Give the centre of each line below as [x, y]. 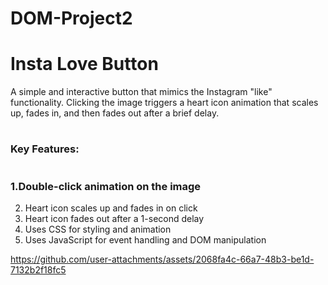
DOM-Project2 [71, 18]
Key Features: [45, 149]
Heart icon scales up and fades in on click [111, 208]
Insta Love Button [84, 64]
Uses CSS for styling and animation [98, 229]
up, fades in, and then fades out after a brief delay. [115, 113]
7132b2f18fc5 [38, 269]
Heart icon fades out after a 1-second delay [114, 218]
